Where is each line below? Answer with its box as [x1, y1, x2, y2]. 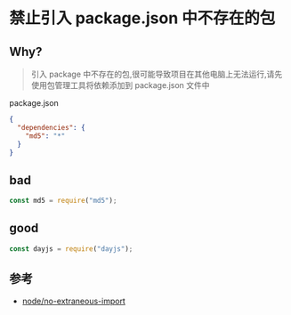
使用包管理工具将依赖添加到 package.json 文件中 [30, 80, 211, 90]
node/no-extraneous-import [21, 295, 126, 306]
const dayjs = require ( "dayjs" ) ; [9, 244, 133, 254]
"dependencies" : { [17, 123, 86, 132]
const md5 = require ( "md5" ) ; [9, 197, 117, 206]
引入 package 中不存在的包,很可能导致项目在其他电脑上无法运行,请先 [30, 69, 283, 79]
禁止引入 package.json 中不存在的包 [9, 8, 276, 28]
